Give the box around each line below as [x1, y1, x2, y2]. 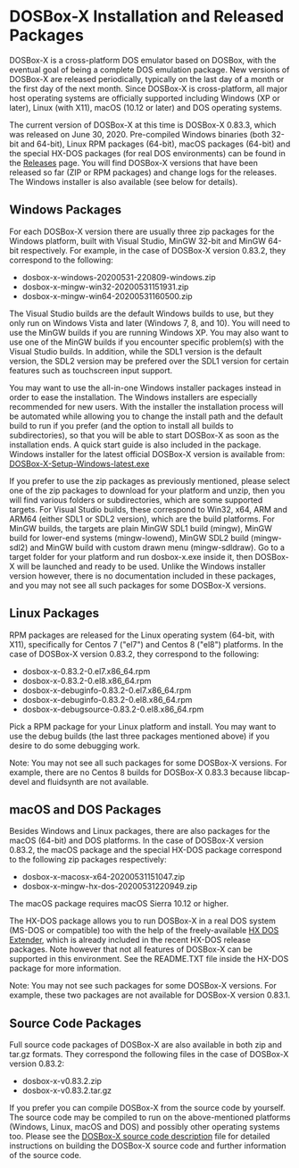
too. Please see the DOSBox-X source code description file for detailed [9, 1131, 270, 1142]
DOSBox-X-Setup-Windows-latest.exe [9, 458, 150, 469]
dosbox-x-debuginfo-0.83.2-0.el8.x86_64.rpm [21, 694, 193, 705]
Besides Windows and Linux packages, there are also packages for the [9, 826, 270, 837]
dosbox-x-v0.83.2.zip [21, 1076, 103, 1087]
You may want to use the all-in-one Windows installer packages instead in [9, 382, 282, 393]
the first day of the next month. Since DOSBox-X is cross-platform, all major [9, 83, 288, 94]
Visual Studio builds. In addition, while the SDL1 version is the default [9, 346, 262, 356]
